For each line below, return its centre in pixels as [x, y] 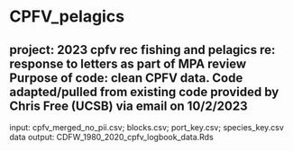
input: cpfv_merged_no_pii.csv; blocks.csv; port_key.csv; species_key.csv [146, 127]
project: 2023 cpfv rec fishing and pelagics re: [142, 50]
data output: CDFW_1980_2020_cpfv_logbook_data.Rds [111, 137]
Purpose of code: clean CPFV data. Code [126, 78]
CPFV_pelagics [67, 17]
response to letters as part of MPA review [128, 63]
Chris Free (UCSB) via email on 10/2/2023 [128, 106]
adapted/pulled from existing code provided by [144, 92]
